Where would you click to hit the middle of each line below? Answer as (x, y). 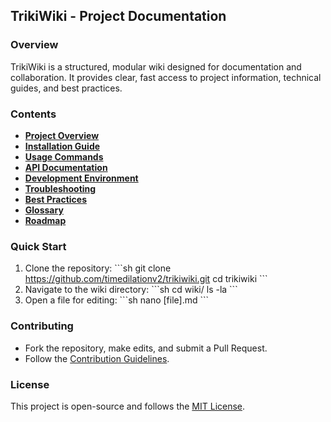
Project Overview (62, 135)
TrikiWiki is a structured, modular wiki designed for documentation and (156, 66)
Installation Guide (62, 146)
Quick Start (38, 246)
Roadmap (45, 220)
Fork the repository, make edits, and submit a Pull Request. (146, 348)
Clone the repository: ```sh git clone (98, 268)
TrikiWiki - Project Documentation (118, 16)
